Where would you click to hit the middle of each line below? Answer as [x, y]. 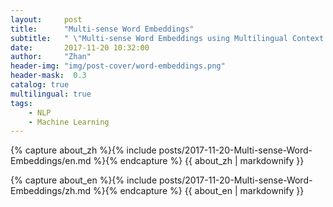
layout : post [46, 19]
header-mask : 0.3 [48, 76]
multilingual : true [51, 94]
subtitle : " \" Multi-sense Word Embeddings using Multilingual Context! [169, 38]
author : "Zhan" [51, 57]
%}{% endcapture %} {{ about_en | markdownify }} [199, 191]
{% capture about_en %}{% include [84, 180]
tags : [21, 103]
